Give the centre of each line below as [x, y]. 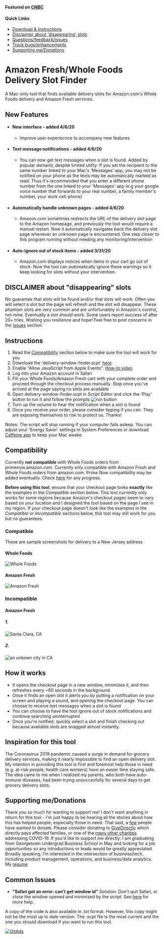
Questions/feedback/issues [40, 40]
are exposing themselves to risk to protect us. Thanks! [67, 415]
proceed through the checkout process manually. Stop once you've [80, 383]
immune [13, 780]
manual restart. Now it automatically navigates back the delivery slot [88, 229]
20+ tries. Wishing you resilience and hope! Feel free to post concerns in [79, 320]
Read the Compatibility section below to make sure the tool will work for [85, 352]
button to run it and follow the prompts [51, 399]
